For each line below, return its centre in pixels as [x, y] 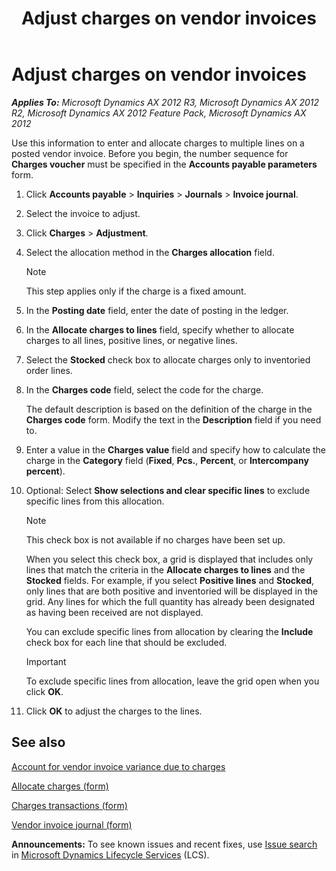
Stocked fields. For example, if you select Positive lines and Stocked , [170, 580]
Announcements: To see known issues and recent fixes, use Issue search [164, 844]
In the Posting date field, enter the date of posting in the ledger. [157, 310]
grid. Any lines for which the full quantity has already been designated [170, 601]
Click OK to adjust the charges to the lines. [114, 711]
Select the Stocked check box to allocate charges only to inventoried [168, 359]
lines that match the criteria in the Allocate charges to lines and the [165, 569]
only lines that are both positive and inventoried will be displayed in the [172, 591]
